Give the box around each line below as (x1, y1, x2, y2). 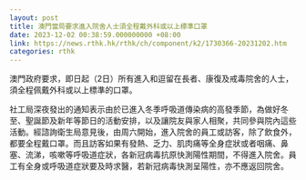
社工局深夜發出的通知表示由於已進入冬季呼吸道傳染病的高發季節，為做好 (9, 104, 280, 115)
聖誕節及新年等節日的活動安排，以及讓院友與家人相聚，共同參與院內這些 (25, 115, 297, 126)
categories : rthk (9, 47, 76, 56)
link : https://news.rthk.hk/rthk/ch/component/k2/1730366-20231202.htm (9, 38, 287, 48)
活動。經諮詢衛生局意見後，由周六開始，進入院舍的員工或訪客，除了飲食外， (9, 126, 297, 137)
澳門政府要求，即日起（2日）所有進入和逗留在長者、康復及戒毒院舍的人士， (9, 74, 294, 85)
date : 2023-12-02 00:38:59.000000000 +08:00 (9, 30, 181, 39)
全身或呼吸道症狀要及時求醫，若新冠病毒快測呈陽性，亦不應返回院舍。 (25, 161, 289, 172)
